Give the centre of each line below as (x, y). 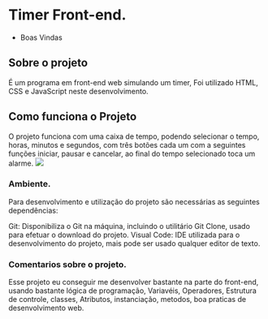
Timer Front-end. (67, 15)
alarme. (21, 163)
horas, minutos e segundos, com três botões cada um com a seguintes (127, 144)
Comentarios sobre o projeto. (68, 264)
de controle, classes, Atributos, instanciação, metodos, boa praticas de (127, 300)
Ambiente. (30, 184)
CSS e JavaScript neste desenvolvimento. (78, 91)
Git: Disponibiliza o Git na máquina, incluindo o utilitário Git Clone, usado (129, 226)
